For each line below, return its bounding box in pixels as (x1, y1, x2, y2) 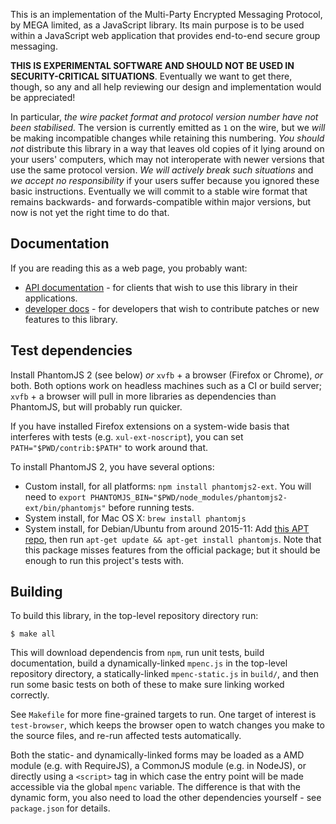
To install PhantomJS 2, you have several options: (10, 460, 215, 473)
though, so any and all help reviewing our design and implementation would (10, 81, 322, 93)
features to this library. (24, 313, 118, 325)
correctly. (10, 689, 50, 701)
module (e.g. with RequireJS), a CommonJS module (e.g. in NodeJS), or (10, 760, 307, 772)
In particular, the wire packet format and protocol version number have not (10, 111, 319, 123)
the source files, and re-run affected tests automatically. (10, 730, 242, 742)
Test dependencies (10, 342, 133, 359)
